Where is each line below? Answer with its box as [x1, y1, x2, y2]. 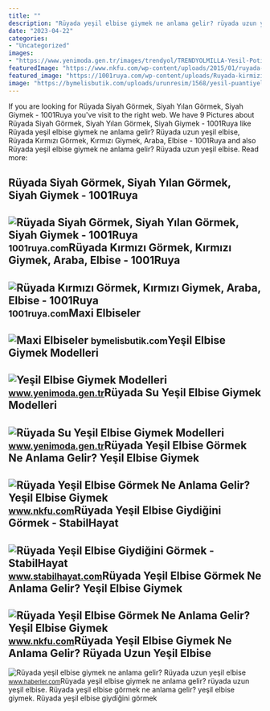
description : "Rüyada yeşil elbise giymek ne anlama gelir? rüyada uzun [8, 19, 257, 27]
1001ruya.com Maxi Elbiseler [8, 306, 141, 320]
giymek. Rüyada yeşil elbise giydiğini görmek [8, 693, 157, 703]
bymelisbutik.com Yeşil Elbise [91, 333, 227, 347]
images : [8, 49, 35, 57]
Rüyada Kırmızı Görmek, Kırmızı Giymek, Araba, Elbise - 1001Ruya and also [8, 135, 256, 145]
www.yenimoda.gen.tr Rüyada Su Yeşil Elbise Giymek [8, 386, 261, 399]
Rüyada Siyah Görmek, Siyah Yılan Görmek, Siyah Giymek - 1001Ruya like [8, 118, 252, 128]
